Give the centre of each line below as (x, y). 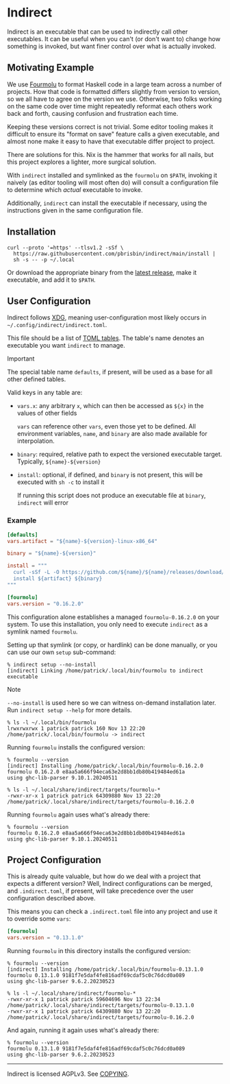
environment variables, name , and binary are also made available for (112, 434)
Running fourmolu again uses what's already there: (79, 815)
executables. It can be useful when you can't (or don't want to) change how (114, 38)
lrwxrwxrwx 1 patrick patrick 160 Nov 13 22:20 (76, 728)
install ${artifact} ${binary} (58, 579)
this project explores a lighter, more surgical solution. (82, 162)
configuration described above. (51, 898)
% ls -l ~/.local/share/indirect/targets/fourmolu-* (84, 790)
